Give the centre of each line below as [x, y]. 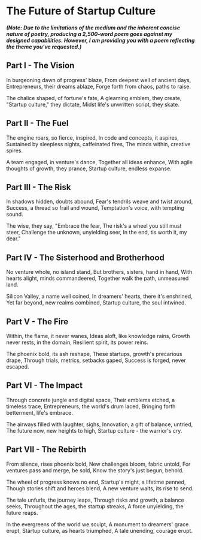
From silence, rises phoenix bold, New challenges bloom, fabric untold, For [98, 464]
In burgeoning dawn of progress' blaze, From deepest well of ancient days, [99, 80]
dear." [13, 239]
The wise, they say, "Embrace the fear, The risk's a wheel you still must [94, 226]
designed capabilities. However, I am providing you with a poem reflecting [100, 40]
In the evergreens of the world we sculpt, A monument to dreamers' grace [98, 524]
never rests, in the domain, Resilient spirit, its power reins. [77, 342]
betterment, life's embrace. [40, 412]
